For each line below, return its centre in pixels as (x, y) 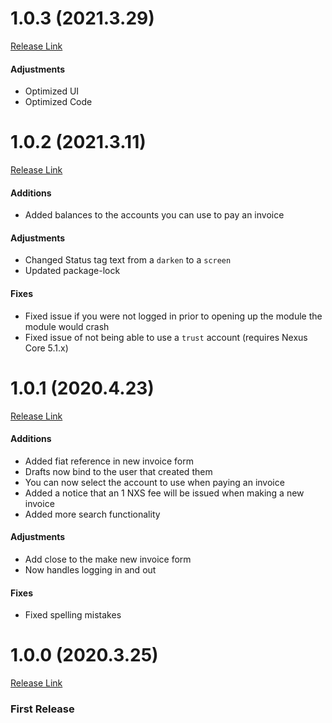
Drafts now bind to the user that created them (118, 471)
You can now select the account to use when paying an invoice (154, 482)
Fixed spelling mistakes (73, 615)
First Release (42, 709)
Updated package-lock (72, 271)
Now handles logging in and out (90, 570)
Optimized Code (58, 102)
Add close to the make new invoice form (108, 559)
